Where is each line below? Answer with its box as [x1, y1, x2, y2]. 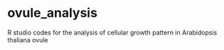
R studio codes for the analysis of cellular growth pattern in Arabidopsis [7, 28, 218, 37]
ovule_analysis [7, 5, 98, 21]
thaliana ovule [7, 35, 48, 44]
